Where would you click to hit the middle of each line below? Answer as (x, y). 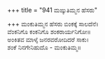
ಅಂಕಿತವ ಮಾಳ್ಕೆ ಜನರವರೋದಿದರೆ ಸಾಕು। (48, 40)
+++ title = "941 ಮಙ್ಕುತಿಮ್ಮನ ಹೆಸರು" (52, 10)
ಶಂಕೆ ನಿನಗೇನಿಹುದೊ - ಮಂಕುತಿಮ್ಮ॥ (44, 47)
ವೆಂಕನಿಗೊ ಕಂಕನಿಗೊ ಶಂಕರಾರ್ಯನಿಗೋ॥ (49, 32)
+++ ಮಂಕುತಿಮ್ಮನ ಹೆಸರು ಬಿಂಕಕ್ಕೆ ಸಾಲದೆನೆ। (53, 24)
